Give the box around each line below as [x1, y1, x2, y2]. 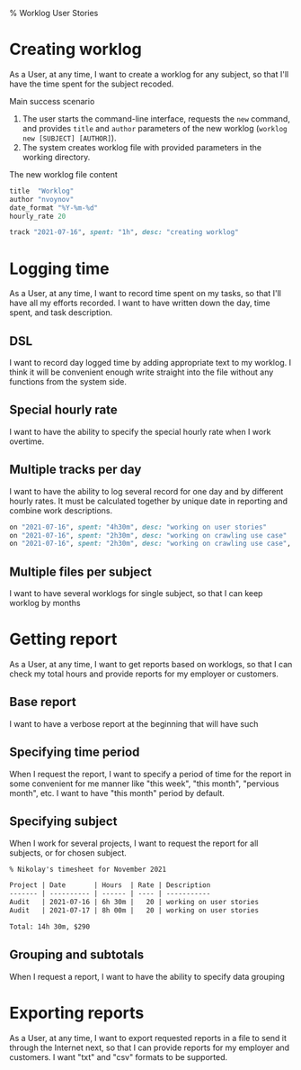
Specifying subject [9, 814, 118, 830]
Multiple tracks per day [9, 462, 142, 477]
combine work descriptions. [9, 504, 113, 516]
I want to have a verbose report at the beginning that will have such [9, 718, 259, 729]
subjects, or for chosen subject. [9, 847, 128, 858]
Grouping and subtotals [9, 948, 145, 963]
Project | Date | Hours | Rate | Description [9, 881, 211, 890]
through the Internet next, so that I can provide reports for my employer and [9, 1042, 290, 1053]
